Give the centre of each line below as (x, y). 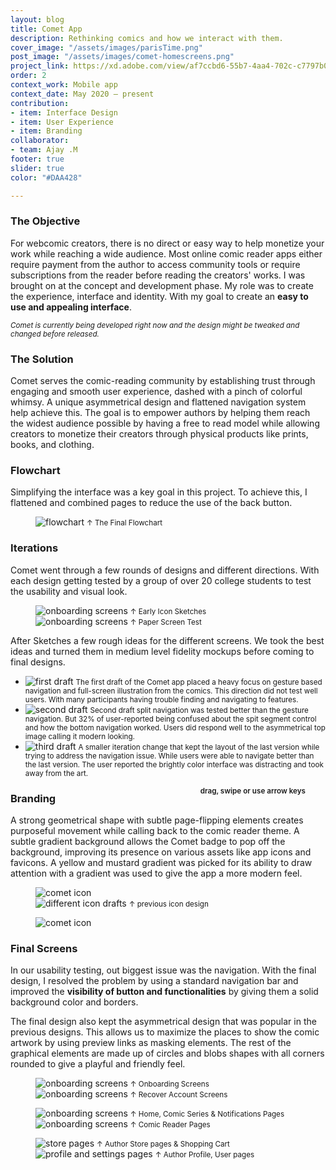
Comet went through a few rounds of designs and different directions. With (165, 570)
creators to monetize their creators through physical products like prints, (159, 434)
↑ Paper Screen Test (165, 622)
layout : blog (37, 19)
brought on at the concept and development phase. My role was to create (162, 285)
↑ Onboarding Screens (169, 1084)
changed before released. (55, 334)
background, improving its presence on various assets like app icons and (161, 852)
